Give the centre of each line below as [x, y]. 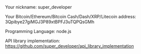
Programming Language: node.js [38, 31]
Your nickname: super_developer [39, 7]
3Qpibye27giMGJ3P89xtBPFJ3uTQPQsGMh [50, 22]
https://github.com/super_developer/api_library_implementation [70, 46]
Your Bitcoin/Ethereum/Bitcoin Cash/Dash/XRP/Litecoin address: [71, 16]
